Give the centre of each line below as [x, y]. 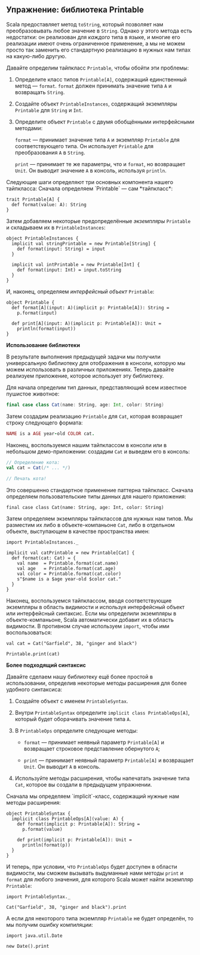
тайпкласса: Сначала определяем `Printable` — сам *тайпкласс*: [90, 188]
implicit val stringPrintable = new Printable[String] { [84, 243]
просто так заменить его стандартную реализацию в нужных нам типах [99, 50]
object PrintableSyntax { [38, 814]
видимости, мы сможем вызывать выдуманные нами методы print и [95, 873]
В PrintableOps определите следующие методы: [76, 731]
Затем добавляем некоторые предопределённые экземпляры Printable [99, 221]
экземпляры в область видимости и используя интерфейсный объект [96, 607]
